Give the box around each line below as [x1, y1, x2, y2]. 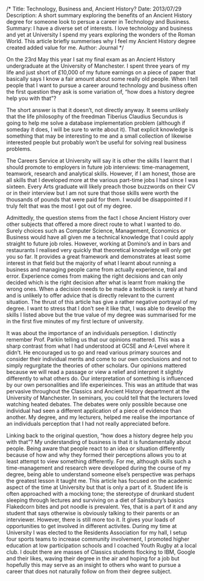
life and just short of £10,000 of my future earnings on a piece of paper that [6, 69, 196, 76]
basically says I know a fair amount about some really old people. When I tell [6, 76, 198, 82]
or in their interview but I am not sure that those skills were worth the [6, 189, 179, 197]
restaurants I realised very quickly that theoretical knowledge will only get [6, 247, 191, 253]
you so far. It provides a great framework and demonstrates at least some [6, 253, 191, 260]
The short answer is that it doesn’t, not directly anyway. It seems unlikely [6, 107, 189, 113]
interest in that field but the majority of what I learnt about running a [6, 259, 177, 267]
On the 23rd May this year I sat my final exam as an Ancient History [6, 56, 175, 63]
